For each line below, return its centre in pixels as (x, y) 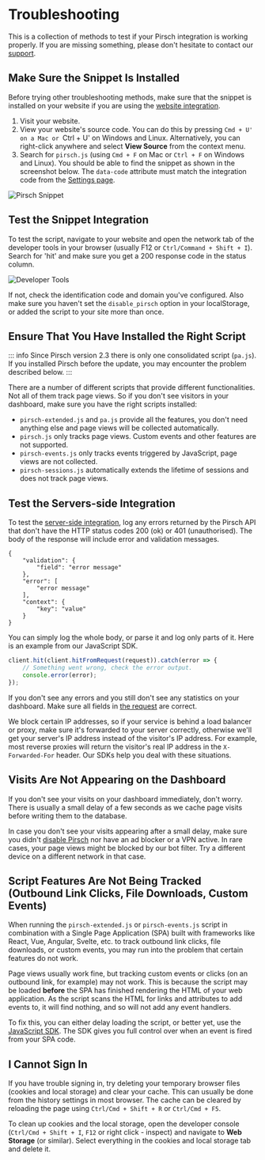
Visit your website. (50, 121)
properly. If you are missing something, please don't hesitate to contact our (131, 44)
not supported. (44, 445)
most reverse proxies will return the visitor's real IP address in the (115, 746)
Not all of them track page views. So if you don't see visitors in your (119, 396)
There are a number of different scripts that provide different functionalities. (132, 387)
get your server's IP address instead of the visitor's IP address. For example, (132, 738)
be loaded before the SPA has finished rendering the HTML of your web (125, 991)
